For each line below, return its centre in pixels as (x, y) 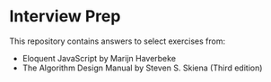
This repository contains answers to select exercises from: (118, 41)
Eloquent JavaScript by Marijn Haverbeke (99, 58)
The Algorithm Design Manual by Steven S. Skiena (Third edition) (142, 68)
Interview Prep (65, 16)
